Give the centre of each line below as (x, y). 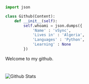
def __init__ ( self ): (36, 21)
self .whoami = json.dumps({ (53, 26)
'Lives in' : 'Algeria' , (58, 35)
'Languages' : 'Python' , (58, 40)
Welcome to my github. (29, 58)
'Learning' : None (52, 45)
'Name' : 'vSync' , (52, 30)
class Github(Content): (30, 16)
